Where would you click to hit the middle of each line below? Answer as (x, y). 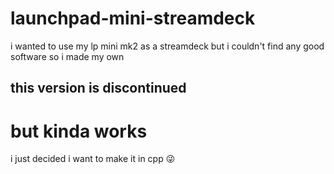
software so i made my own (67, 56)
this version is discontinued (98, 88)
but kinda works (79, 131)
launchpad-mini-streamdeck (133, 18)
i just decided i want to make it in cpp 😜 (93, 159)
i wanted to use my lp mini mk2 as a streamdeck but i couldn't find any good (167, 46)
